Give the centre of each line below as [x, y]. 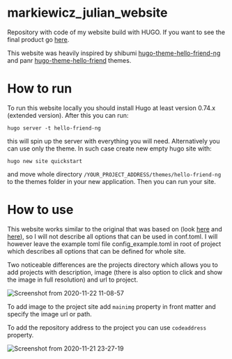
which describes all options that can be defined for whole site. [96, 251]
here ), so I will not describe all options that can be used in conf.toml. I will [113, 236]
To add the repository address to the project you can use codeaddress [107, 327]
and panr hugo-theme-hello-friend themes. [69, 60]
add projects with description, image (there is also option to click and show [115, 272]
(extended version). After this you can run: [68, 115]
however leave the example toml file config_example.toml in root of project [114, 244]
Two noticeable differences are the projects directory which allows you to [113, 265]
